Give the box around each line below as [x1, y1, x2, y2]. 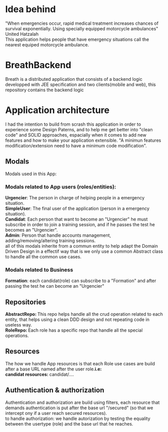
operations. [5, 333, 29, 339]
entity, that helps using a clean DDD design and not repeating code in [5, 316, 150, 322]
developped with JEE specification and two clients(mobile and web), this [5, 81, 156, 87]
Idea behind [5, 4, 56, 15]
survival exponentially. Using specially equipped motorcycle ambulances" [5, 25, 158, 31]
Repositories [5, 298, 46, 306]
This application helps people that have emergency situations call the [5, 36, 149, 42]
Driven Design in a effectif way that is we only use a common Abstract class [5, 248, 163, 254]
